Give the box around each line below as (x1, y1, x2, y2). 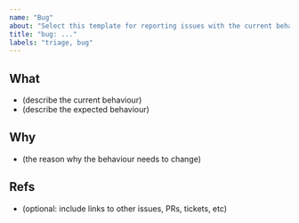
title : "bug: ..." (9, 29, 77, 38)
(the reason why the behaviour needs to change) (21, 153, 202, 164)
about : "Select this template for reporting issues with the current (9, 21, 273, 30)
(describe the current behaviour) (21, 95, 142, 105)
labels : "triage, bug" (9, 37, 93, 47)
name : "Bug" (9, 12, 53, 22)
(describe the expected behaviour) (21, 104, 149, 115)
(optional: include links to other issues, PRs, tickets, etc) (21, 202, 228, 214)
